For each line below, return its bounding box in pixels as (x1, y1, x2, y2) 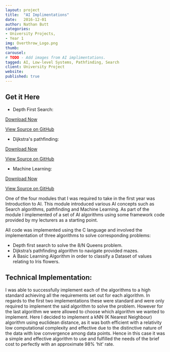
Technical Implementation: (5, 273, 93, 282)
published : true (5, 74, 40, 79)
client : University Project (5, 64, 65, 69)
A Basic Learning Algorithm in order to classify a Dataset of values (12, 253, 152, 259)
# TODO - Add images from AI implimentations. (5, 55, 106, 60)
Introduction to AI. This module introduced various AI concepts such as (5, 200, 154, 207)
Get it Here (5, 93, 40, 102)
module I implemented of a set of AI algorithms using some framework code (5, 211, 165, 217)
